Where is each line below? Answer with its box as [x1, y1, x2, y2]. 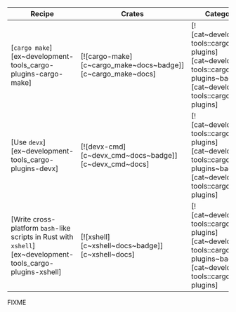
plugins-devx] [11, 164, 58, 173]
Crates [120, 9, 144, 18]
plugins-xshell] [11, 267, 62, 276]
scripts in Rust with [11, 232, 74, 241]
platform [11, 224, 39, 233]
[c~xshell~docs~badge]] [80, 241, 164, 250]
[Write [11, 215, 32, 224]
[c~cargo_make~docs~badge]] [80, 60, 185, 69]
